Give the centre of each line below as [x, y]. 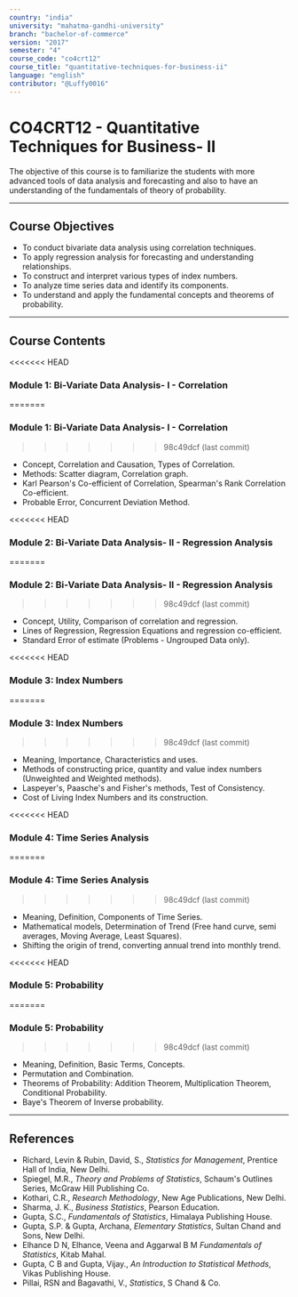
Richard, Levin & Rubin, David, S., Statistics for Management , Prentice [149, 1160]
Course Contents [58, 340]
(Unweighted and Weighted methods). [92, 778]
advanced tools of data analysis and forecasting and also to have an [134, 181]
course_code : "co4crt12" [55, 59]
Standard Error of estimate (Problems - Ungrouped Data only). [136, 640]
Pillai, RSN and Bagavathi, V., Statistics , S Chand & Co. [122, 1283]
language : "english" [47, 76]
